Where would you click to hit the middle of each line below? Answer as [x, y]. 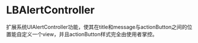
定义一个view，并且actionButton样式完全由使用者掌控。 [90, 34]
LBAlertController [50, 10]
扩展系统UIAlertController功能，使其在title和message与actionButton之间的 [97, 27]
